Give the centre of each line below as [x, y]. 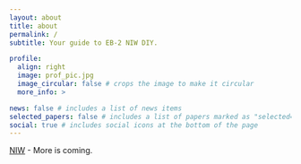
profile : [26, 59]
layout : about [36, 17]
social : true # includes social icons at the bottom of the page [133, 125]
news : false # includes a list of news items [95, 108]
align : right [42, 67]
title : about [34, 26]
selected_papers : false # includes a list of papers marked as [130, 117]
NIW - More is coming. [51, 151]
